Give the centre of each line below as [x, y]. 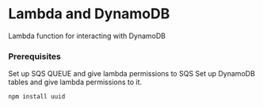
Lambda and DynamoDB [89, 14]
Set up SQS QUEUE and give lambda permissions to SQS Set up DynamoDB [132, 74]
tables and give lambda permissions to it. [75, 82]
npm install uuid [37, 97]
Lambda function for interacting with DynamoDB [87, 36]
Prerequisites [34, 56]
